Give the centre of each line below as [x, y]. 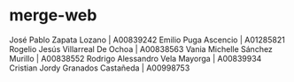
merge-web [53, 15]
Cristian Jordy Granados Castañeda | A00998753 [100, 68]
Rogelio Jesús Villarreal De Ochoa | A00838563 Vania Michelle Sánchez [141, 48]
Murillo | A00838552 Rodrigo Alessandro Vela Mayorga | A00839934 [135, 58]
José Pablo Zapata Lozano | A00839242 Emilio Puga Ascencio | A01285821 [147, 40]
